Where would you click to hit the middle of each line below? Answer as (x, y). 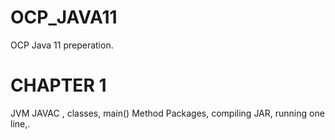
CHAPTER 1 (58, 85)
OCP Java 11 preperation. (62, 45)
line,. (20, 123)
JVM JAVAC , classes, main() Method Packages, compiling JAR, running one (167, 113)
